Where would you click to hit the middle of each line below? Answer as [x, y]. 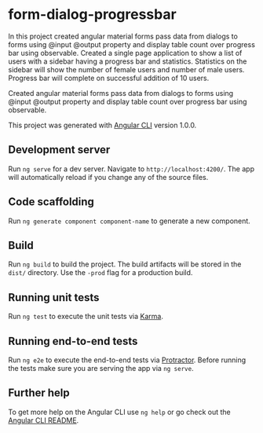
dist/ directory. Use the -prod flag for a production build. [100, 273]
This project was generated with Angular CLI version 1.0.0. [102, 125]
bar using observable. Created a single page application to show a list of [125, 53]
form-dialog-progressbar [92, 15]
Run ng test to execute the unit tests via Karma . [86, 317]
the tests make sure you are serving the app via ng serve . [101, 368]
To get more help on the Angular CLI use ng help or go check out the [119, 412]
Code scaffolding [51, 202]
